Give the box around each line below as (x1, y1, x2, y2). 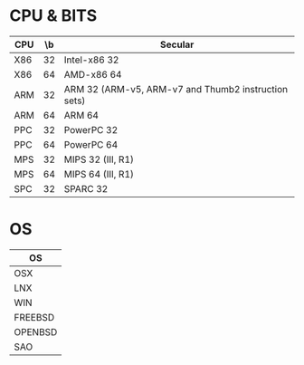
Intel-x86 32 (63, 53, 119, 66)
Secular (159, 38, 195, 51)
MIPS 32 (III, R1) (63, 153, 134, 166)
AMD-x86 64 (63, 68, 122, 81)
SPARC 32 (63, 182, 109, 195)
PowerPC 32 (63, 123, 119, 136)
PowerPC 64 (63, 138, 119, 150)
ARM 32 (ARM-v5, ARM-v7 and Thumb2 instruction (63, 82, 288, 95)
